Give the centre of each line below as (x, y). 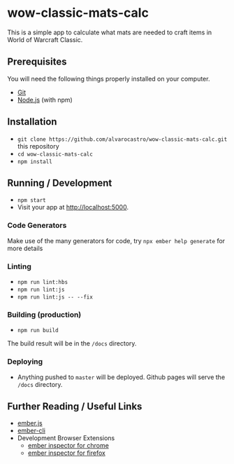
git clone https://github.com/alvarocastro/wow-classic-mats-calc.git (122, 139)
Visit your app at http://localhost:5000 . (73, 207)
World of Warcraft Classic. (45, 39)
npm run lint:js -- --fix (55, 297)
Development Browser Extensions (66, 438)
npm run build (38, 331)
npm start (32, 200)
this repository (38, 146)
